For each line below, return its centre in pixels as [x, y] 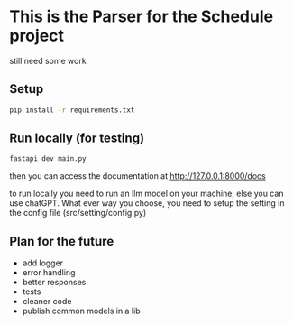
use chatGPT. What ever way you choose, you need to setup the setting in [147, 203]
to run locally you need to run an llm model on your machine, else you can [146, 194]
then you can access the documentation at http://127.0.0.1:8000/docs [137, 176]
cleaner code [47, 302]
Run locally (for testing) [77, 139]
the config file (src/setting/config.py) [78, 213]
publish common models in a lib [81, 311]
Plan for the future [62, 241]
